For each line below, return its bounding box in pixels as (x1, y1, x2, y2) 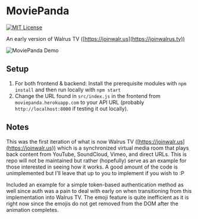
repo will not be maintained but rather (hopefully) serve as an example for (6, 157, 187, 164)
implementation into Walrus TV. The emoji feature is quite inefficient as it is (6, 193, 189, 201)
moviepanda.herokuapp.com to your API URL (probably (14, 99, 144, 106)
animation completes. (6, 206, 59, 213)
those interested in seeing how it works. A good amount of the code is (6, 163, 178, 170)
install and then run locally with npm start (14, 86, 121, 93)
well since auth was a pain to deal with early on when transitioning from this (6, 187, 192, 194)
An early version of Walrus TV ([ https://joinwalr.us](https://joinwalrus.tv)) (6, 35, 186, 42)
